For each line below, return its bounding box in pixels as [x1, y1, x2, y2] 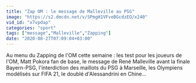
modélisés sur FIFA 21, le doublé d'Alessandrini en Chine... [6, 71, 147, 77]
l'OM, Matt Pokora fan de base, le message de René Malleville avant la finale [6, 58, 190, 65]
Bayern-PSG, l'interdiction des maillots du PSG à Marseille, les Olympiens [6, 64, 183, 71]
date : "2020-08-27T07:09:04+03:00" [6, 36, 93, 41]
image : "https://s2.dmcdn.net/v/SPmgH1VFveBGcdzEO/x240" [6, 14, 148, 20]
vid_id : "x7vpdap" [6, 19, 51, 25]
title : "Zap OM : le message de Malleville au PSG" [6, 8, 135, 15]
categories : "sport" [6, 25, 57, 31]
